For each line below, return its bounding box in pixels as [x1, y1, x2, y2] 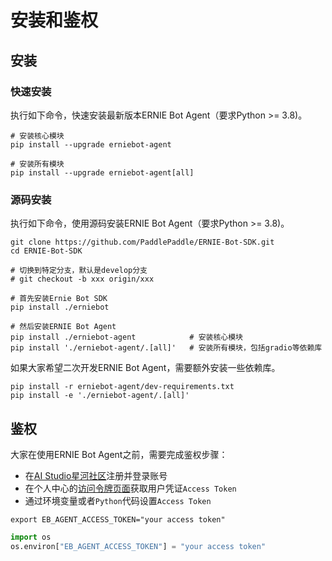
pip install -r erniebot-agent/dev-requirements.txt [10, 382, 235, 392]
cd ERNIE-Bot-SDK [10, 246, 83, 256]
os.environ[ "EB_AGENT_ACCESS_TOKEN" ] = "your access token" [10, 541, 267, 551]
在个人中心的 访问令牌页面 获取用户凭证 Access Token [24, 482, 237, 494]
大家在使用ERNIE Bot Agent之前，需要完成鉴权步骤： [10, 448, 228, 460]
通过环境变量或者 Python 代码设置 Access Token [24, 494, 212, 506]
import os [10, 532, 52, 542]
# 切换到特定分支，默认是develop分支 [10, 266, 148, 276]
